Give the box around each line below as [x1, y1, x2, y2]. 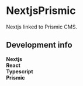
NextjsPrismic [6, 4, 76, 17]
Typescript [6, 68, 33, 75]
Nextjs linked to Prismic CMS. [6, 23, 78, 30]
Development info [6, 40, 72, 50]
